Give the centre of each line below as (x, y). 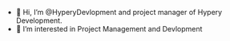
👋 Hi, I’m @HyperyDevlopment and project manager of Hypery (119, 12)
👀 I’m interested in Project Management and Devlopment (109, 29)
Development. (39, 20)
